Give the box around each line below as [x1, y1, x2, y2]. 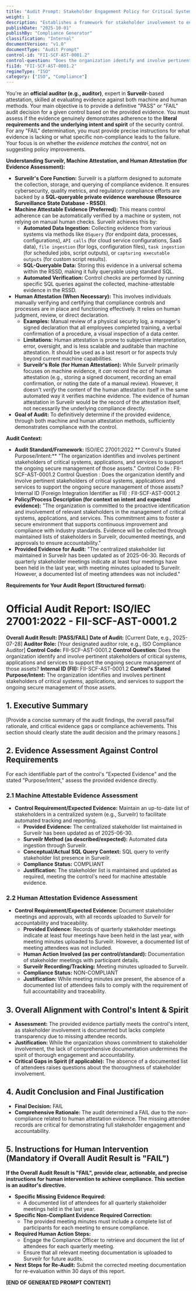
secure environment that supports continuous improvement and [14, 521, 168, 528]
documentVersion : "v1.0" [6, 42, 66, 47]
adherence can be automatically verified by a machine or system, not [14, 212, 181, 219]
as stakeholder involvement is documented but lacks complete [14, 1026, 165, 1034]
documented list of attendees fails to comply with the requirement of [23, 981, 188, 989]
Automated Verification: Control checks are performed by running [23, 274, 184, 281]
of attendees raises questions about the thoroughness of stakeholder [14, 1064, 181, 1071]
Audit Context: [6, 435, 43, 442]
